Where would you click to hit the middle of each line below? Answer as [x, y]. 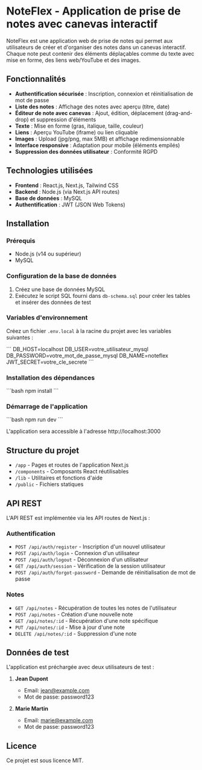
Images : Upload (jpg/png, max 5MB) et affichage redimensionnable [100, 139]
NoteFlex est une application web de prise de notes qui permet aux [90, 41]
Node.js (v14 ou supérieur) [48, 254]
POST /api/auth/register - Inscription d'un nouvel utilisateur [90, 547]
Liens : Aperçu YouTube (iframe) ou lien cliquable [76, 132]
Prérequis [21, 240]
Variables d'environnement [47, 318]
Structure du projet [43, 450]
